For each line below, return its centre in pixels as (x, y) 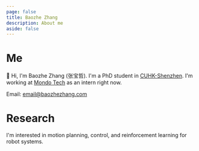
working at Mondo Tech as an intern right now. (64, 82)
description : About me (35, 23)
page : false (21, 12)
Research (31, 119)
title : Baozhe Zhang (32, 17)
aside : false (23, 29)
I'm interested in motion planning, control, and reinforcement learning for (96, 135)
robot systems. (25, 141)
